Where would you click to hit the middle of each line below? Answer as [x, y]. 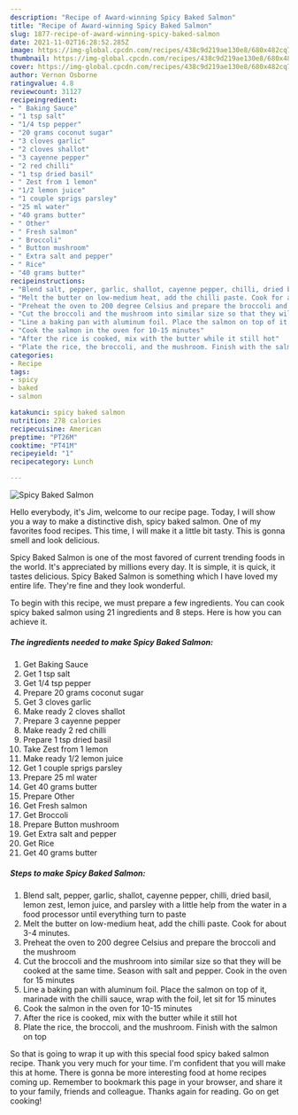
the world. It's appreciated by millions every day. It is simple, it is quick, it [143, 567]
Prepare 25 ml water [60, 777]
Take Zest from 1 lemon [65, 749]
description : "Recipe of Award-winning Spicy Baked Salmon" [123, 17]
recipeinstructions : [48, 281]
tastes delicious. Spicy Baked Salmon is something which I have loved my [144, 576]
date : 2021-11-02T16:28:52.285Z [69, 42]
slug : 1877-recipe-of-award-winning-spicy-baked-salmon [115, 34]
